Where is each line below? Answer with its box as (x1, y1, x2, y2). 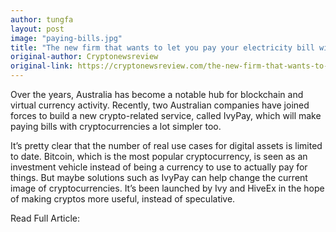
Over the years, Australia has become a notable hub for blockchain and (10, 89, 304, 100)
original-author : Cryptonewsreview (10, 52, 159, 62)
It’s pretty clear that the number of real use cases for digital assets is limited (10, 140, 323, 151)
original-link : (10, 61, 74, 71)
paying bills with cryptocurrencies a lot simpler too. (10, 121, 222, 132)
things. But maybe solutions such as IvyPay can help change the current (10, 172, 308, 183)
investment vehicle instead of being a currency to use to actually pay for (10, 161, 308, 173)
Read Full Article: (10, 212, 80, 224)
